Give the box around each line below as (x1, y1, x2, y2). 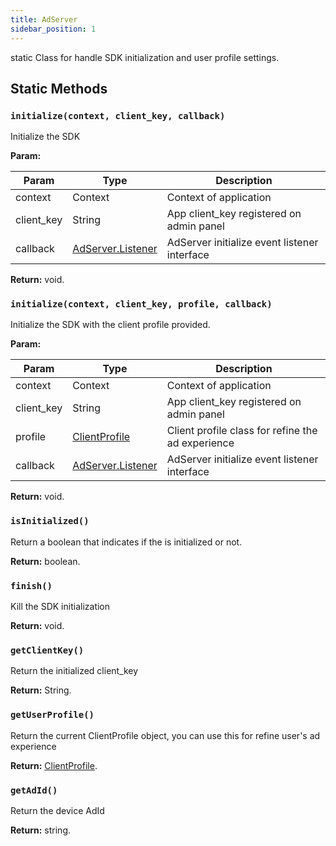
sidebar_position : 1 (10, 24, 97, 34)
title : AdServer (10, 14, 78, 25)
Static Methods (10, 80, 108, 97)
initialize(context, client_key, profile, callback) (10, 299, 273, 310)
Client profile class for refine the (166, 424, 318, 438)
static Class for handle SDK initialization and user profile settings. (10, 51, 280, 63)
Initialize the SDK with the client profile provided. (10, 319, 211, 331)
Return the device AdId (10, 804, 105, 816)
